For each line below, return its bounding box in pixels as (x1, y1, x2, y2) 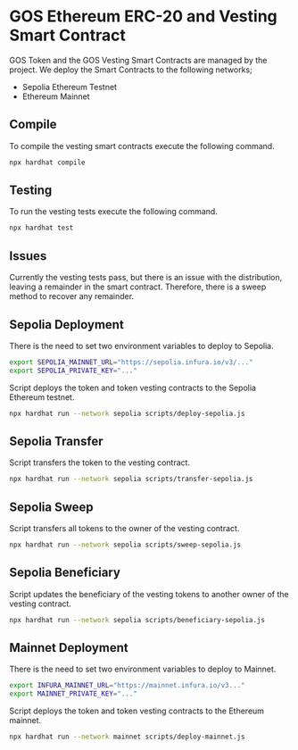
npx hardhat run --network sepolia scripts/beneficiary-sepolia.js (9, 615, 266, 624)
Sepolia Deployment (9, 317, 125, 332)
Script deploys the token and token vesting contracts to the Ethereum (9, 705, 265, 716)
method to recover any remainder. (9, 291, 135, 302)
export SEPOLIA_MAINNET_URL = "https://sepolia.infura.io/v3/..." (9, 357, 253, 367)
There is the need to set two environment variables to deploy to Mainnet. (9, 663, 277, 675)
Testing (9, 183, 53, 198)
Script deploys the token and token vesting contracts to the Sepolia (9, 382, 257, 393)
